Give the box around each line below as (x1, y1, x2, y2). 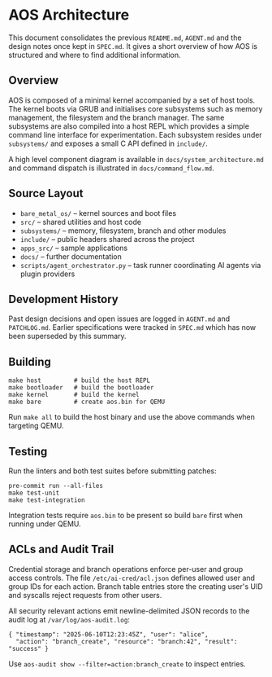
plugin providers (19, 269, 76, 279)
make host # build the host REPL (8, 376, 151, 385)
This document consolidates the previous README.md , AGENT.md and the (8, 33, 242, 42)
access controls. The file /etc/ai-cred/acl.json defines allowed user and (8, 573, 256, 582)
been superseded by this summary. (8, 332, 127, 341)
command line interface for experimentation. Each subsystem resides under (8, 130, 262, 139)
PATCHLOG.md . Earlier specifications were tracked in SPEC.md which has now (8, 323, 257, 332)
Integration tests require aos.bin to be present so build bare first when (8, 511, 244, 520)
